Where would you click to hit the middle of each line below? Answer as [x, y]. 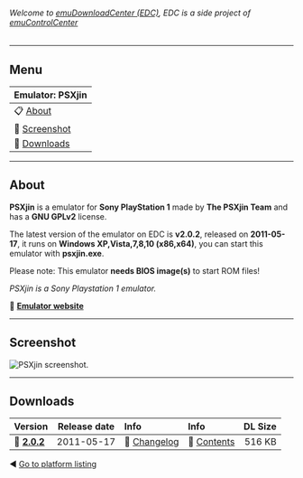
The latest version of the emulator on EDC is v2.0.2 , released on [129, 234]
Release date [86, 426]
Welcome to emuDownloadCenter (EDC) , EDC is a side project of [130, 13]
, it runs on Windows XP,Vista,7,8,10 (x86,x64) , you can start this [140, 243]
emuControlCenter [44, 22]
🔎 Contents [211, 442]
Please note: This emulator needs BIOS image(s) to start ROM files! [134, 270]
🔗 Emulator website [46, 305]
